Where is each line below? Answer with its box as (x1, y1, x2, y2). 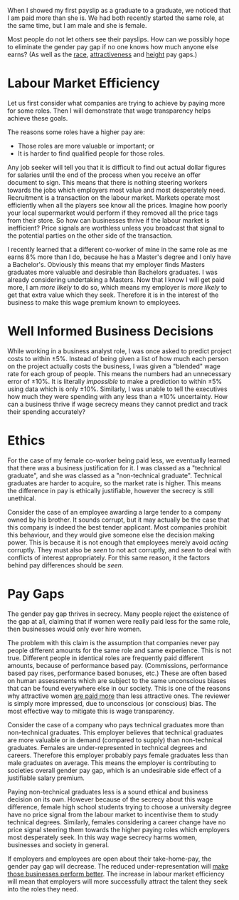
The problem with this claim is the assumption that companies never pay (7, 638, 220, 647)
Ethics (7, 433, 46, 449)
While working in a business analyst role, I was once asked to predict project (7, 346, 232, 355)
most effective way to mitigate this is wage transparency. (7, 707, 174, 715)
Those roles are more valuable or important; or (17, 141, 155, 150)
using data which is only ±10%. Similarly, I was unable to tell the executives (7, 385, 228, 393)
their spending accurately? (7, 407, 86, 416)
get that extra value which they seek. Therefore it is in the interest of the (7, 290, 219, 299)
